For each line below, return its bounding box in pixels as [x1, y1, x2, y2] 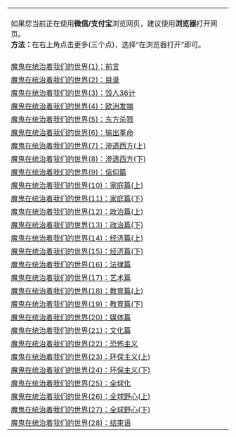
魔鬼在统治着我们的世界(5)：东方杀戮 [11, 115, 133, 124]
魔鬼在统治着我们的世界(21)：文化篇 [11, 326, 131, 335]
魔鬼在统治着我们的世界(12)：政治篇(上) [11, 207, 144, 217]
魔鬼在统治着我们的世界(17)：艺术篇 [11, 273, 131, 282]
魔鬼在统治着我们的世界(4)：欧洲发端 [11, 101, 133, 111]
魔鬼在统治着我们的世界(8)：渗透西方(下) [11, 154, 146, 164]
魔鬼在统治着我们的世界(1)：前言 [11, 62, 119, 71]
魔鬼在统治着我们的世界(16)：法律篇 [11, 260, 131, 270]
